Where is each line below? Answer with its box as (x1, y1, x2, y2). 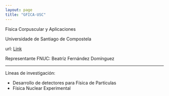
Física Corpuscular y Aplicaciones (5, 26, 76, 32)
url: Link (5, 45, 22, 52)
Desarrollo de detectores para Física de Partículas (12, 79, 117, 86)
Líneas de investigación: (5, 70, 55, 76)
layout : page (5, 7, 33, 13)
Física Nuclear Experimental (12, 85, 71, 91)
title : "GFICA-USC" (5, 12, 46, 17)
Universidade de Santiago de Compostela (5, 36, 92, 42)
